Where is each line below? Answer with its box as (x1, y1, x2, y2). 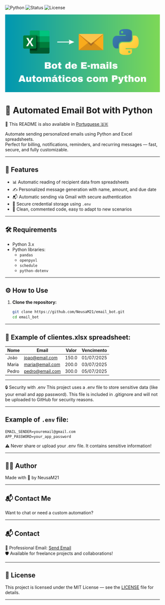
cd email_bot (12, 315, 39, 320)
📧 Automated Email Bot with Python (5, 105, 153, 116)
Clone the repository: (12, 299, 57, 305)
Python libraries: (12, 247, 46, 252)
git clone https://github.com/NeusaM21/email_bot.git (12, 310, 125, 315)
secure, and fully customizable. (5, 146, 69, 152)
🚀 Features (5, 166, 39, 174)
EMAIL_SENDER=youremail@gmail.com (5, 429, 76, 434)
